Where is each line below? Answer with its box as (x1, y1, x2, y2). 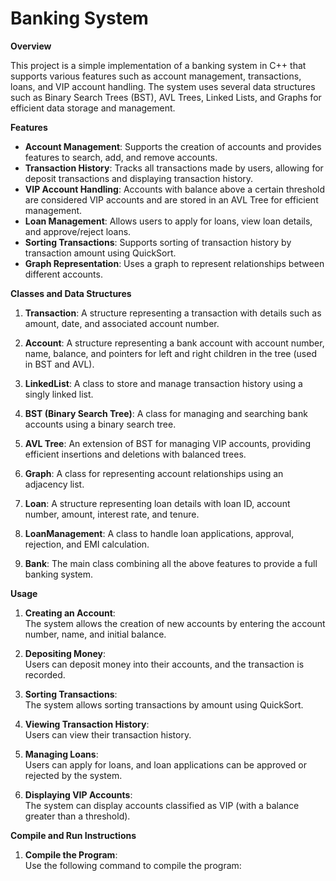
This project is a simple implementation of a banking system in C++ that (10, 59, 307, 71)
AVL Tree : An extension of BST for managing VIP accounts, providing (24, 437, 311, 449)
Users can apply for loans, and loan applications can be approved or (24, 758, 307, 771)
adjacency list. (24, 478, 85, 490)
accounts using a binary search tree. (24, 418, 177, 430)
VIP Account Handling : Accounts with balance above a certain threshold (24, 183, 325, 195)
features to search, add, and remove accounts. (24, 151, 218, 163)
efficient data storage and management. (10, 102, 176, 114)
